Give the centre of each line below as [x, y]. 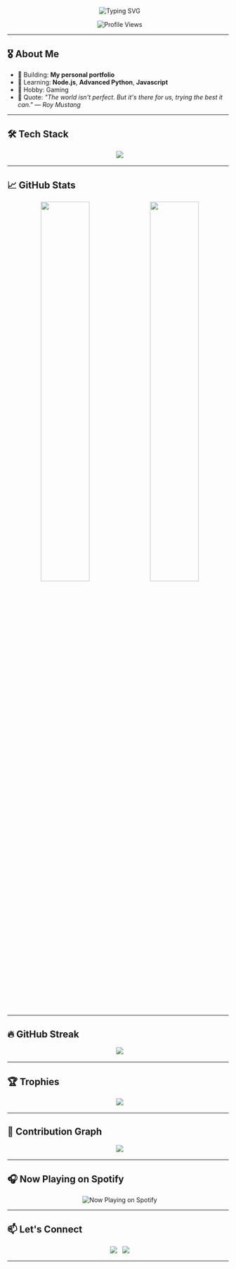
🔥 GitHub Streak [43, 1034]
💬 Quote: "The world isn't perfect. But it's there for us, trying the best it [120, 97]
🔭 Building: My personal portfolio [66, 75]
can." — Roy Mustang [49, 104]
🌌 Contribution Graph [55, 1132]
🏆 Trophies [33, 1082]
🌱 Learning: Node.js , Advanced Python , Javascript [93, 82]
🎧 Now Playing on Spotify [66, 1179]
